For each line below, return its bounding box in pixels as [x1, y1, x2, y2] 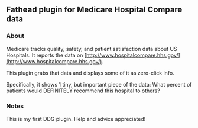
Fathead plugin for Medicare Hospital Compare [6, 5, 183, 15]
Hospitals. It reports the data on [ [6, 52, 87, 59]
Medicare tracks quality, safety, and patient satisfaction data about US [6, 45, 177, 52]
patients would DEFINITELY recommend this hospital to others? [6, 87, 161, 94]
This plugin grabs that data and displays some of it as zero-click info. [6, 69, 174, 76]
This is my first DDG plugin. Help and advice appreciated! [6, 115, 146, 122]
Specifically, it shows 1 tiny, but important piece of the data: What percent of [6, 81, 192, 88]
